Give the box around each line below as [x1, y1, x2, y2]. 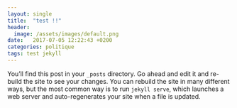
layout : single [7, 10, 53, 18]
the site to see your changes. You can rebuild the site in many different [23, 77, 230, 85]
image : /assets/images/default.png [13, 30, 119, 38]
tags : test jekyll [7, 50, 62, 58]
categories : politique [7, 43, 75, 50]
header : [7, 23, 31, 31]
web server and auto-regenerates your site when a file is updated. [7, 92, 201, 100]
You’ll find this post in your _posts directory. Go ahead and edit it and [7, 69, 209, 78]
